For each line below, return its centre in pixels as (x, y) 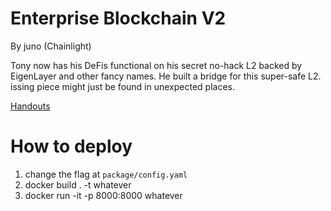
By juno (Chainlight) (51, 46)
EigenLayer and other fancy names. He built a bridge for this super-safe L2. (166, 76)
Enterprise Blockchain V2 (118, 18)
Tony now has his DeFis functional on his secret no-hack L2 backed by (156, 65)
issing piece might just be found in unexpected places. (122, 86)
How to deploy (71, 146)
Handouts (30, 106)
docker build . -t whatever (78, 184)
